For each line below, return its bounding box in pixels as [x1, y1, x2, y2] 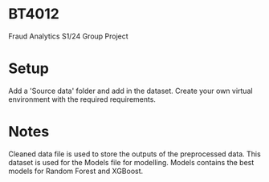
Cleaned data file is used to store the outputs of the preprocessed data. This [8, 149, 261, 159]
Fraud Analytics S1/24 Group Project [8, 31, 128, 41]
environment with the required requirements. [8, 94, 157, 104]
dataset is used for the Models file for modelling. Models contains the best [8, 157, 255, 167]
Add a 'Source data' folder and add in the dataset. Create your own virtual [8, 86, 253, 95]
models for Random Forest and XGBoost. [8, 166, 144, 176]
